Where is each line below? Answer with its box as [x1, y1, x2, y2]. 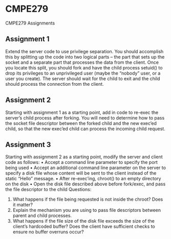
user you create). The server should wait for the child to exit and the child [5, 75, 160, 82]
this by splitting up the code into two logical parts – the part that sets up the [5, 54, 165, 60]
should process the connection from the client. [5, 81, 104, 87]
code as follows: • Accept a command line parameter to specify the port [5, 159, 158, 165]
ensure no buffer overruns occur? [12, 229, 84, 235]
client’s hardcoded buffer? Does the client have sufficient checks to [12, 223, 155, 230]
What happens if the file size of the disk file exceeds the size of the [12, 218, 155, 224]
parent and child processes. [12, 212, 72, 219]
